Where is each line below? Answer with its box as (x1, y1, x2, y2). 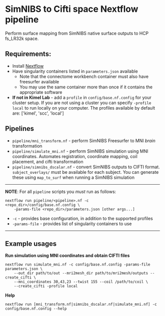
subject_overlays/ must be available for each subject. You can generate (12, 169, 159, 175)
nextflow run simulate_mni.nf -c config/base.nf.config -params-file (5, 262, 151, 267)
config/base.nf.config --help (5, 306, 67, 312)
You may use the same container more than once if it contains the (19, 84, 153, 90)
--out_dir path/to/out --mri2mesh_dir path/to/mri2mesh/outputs (14, 271, 148, 276)
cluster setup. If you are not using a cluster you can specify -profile (12, 100, 151, 106)
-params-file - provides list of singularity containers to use (12, 221, 132, 227)
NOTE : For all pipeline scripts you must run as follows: (5, 189, 116, 195)
